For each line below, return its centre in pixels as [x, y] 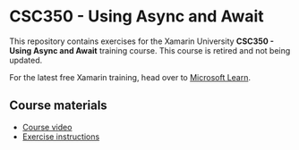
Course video [47, 127]
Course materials [58, 106]
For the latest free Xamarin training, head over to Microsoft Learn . [130, 77]
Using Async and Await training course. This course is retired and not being [150, 50]
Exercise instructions [61, 137]
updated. [26, 60]
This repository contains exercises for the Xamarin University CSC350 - [142, 41]
